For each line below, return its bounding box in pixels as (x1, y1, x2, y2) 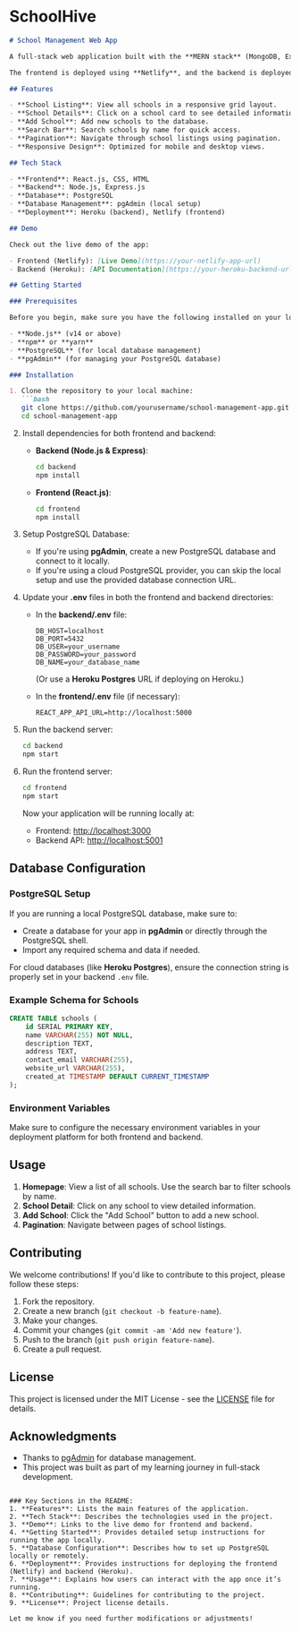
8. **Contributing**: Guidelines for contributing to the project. (9, 1591, 266, 1600)
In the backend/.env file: (35, 609, 128, 620)
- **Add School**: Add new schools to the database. (9, 117, 210, 126)
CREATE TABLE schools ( (9, 1014, 98, 1023)
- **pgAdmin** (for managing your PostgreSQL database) (9, 354, 221, 364)
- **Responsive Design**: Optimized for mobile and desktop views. (9, 142, 266, 151)
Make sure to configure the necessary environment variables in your (9, 1122, 261, 1133)
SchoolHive (9, 6, 96, 27)
